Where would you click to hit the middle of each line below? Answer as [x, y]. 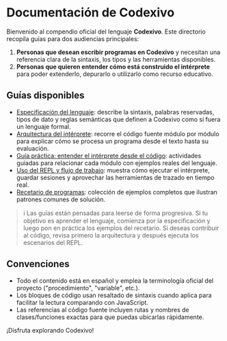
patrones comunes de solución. [61, 199]
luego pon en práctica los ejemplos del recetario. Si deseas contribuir [121, 228]
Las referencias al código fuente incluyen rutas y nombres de [103, 310]
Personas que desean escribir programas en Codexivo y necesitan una [118, 52]
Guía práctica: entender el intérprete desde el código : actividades [109, 155]
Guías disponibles [45, 96]
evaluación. [32, 148]
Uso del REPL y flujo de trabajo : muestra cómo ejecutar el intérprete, [113, 170]
